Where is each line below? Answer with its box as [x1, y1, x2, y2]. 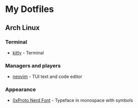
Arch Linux [5, 23, 40, 32]
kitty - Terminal [12, 49, 44, 55]
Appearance [5, 86, 36, 93]
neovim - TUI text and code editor [12, 73, 82, 79]
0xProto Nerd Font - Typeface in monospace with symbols [12, 97, 133, 103]
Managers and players [5, 62, 61, 69]
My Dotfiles [5, 3, 54, 15]
